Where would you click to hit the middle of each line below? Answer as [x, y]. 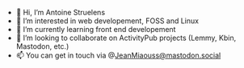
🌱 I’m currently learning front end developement [96, 29]
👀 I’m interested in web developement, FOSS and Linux [107, 21]
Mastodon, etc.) [42, 46]
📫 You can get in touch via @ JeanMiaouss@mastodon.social [118, 55]
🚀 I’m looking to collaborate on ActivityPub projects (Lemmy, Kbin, [126, 38]
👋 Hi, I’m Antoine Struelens [61, 12]
